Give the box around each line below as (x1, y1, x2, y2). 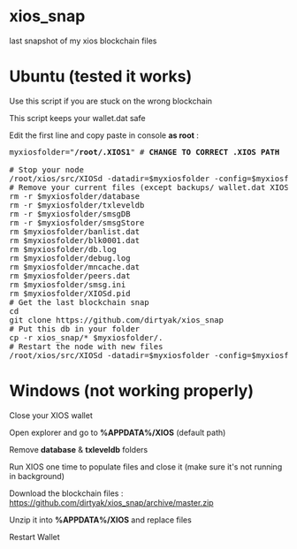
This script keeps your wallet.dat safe (9, 112, 146, 123)
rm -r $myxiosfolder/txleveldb (9, 200, 145, 210)
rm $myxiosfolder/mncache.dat (9, 262, 141, 271)
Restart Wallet (9, 531, 60, 542)
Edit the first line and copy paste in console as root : (9, 130, 199, 141)
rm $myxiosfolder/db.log (9, 244, 117, 254)
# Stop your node (9, 164, 84, 174)
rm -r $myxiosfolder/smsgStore (9, 217, 145, 227)
